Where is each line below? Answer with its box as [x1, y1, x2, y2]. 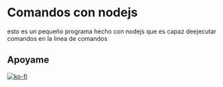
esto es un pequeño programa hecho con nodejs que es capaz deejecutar [7, 27, 217, 35]
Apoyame [7, 54, 49, 66]
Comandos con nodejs [7, 5, 139, 20]
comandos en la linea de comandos [7, 34, 108, 42]
